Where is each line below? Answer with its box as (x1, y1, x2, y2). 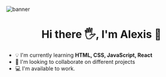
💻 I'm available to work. (14, 64, 75, 72)
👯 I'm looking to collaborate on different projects (14, 58, 136, 65)
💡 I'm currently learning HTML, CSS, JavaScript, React (14, 51, 153, 58)
